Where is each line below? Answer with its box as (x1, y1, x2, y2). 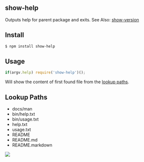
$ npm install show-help (5, 44, 55, 49)
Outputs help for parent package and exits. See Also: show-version (5, 17, 139, 22)
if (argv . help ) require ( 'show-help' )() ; (5, 70, 86, 75)
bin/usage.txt (12, 116, 39, 122)
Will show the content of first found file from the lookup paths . (5, 79, 129, 85)
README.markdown (12, 142, 52, 148)
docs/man (12, 106, 32, 111)
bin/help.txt (12, 111, 35, 117)
